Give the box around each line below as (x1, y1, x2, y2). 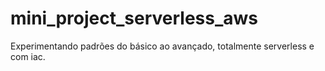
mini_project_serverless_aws (10, 7, 259, 30)
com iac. (10, 50, 46, 62)
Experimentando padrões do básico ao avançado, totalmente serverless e (10, 40, 315, 52)
